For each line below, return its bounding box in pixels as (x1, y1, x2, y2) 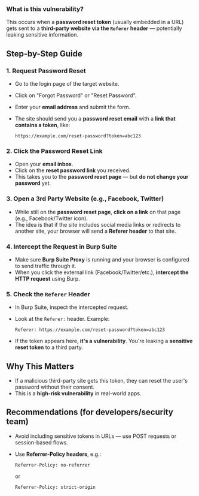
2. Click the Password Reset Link (6, 146, 103, 155)
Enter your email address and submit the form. (14, 103, 130, 110)
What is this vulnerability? (6, 5, 84, 13)
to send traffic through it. (14, 262, 76, 269)
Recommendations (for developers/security (6, 407, 173, 417)
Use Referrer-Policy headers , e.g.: (14, 450, 102, 458)
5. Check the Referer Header (6, 290, 91, 298)
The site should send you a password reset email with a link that (14, 115, 176, 122)
